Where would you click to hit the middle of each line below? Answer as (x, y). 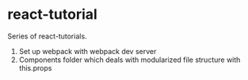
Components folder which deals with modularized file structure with (130, 60)
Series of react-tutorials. (48, 36)
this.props (35, 67)
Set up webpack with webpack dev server (88, 51)
